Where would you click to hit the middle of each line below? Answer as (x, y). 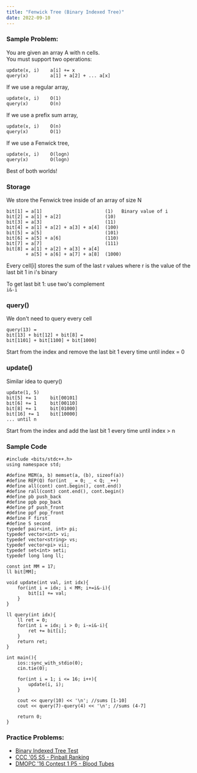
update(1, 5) (23, 392)
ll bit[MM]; (21, 572)
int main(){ (21, 657)
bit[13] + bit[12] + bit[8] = (45, 335)
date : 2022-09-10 (28, 18)
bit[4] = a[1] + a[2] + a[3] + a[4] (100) (63, 227)
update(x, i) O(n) (34, 126)
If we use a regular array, (38, 87)
